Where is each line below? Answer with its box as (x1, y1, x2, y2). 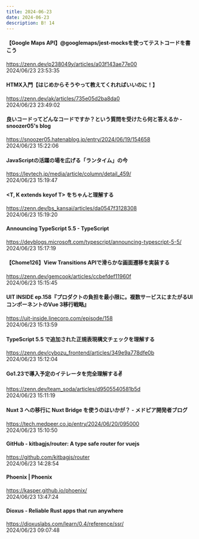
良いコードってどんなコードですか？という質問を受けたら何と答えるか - (6, 116, 182, 123)
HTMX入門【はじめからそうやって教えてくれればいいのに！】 (6, 81, 158, 89)
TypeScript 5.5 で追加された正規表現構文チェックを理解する (6, 335, 155, 343)
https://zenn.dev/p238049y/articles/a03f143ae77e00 (6, 60, 137, 68)
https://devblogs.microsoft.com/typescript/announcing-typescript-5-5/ (6, 238, 182, 246)
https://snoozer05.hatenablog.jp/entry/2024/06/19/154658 (6, 135, 151, 143)
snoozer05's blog (6, 122, 51, 129)
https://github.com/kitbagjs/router (6, 453, 90, 461)
